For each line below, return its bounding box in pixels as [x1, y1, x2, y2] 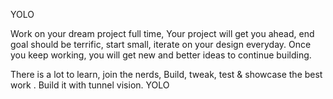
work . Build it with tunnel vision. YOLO [10, 79, 170, 91]
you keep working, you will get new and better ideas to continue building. [10, 49, 312, 61]
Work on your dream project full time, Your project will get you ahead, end [10, 28, 315, 39]
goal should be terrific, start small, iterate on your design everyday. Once [10, 39, 312, 50]
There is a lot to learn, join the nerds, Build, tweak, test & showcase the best [10, 69, 323, 80]
